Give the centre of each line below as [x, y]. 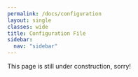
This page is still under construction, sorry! [69, 66]
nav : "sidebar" [36, 46]
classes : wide [28, 27]
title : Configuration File [47, 33]
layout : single [29, 20]
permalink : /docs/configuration [54, 14]
